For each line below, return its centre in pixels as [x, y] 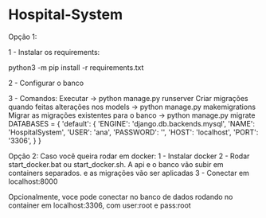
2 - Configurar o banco [46, 83]
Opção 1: [23, 37]
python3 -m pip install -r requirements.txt [76, 67]
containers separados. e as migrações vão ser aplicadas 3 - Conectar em [129, 173]
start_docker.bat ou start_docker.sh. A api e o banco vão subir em [116, 164]
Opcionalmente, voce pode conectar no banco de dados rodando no [121, 197]
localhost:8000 [33, 181]
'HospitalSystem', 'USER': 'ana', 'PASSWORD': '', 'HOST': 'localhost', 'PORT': [133, 132]
